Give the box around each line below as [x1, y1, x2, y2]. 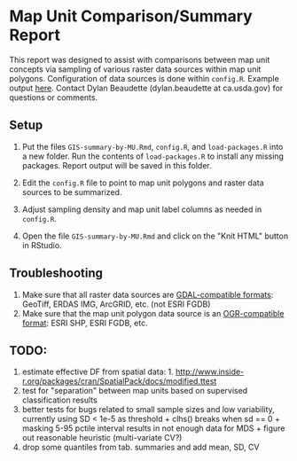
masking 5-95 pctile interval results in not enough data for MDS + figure [21, 423, 285, 434]
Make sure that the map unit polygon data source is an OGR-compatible [21, 308, 285, 318]
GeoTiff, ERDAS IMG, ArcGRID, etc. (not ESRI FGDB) [21, 299, 211, 309]
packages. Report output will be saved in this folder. [21, 160, 213, 170]
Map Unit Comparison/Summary [9, 6, 253, 27]
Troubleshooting [9, 266, 104, 281]
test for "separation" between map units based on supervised [21, 386, 248, 396]
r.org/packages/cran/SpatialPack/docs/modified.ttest [21, 376, 217, 387]
